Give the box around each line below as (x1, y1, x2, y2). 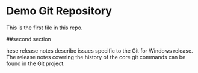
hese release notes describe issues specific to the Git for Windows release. (6, 47, 194, 54)
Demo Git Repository (6, 4, 113, 18)
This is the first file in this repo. (6, 24, 83, 31)
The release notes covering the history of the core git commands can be (6, 53, 186, 60)
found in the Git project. (6, 60, 65, 67)
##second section (6, 35, 51, 42)
